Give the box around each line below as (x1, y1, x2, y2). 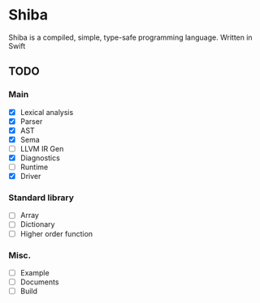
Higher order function (19, 228, 93, 238)
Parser (19, 116, 43, 126)
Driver (19, 172, 41, 181)
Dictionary (19, 220, 55, 229)
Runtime (19, 162, 49, 172)
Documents (19, 277, 59, 287)
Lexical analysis (19, 107, 74, 117)
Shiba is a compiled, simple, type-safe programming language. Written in (8, 32, 253, 42)
